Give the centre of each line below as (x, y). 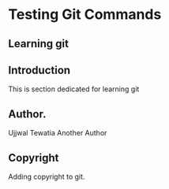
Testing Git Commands (85, 15)
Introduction (39, 70)
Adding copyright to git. (47, 177)
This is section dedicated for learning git (74, 89)
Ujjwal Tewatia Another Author (58, 133)
